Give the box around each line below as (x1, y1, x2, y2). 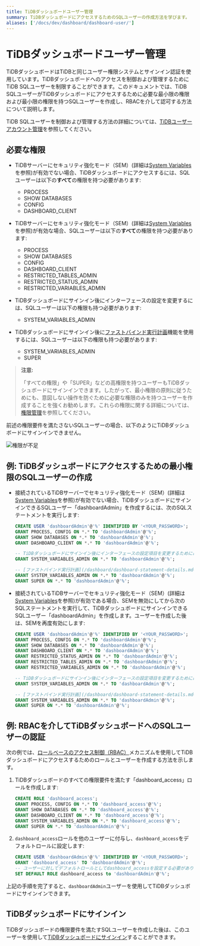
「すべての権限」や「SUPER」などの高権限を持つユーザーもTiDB (20, 379, 180, 386)
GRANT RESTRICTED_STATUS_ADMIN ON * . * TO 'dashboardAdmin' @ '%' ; (14, 653, 178, 659)
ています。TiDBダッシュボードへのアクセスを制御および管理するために (16, 76, 189, 83)
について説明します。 (6, 106, 58, 113)
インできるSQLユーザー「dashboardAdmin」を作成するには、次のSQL (14, 504, 187, 511)
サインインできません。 (26, 429, 85, 436)
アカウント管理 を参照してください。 (6, 126, 95, 133)
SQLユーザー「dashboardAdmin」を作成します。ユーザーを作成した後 (14, 612, 187, 619)
